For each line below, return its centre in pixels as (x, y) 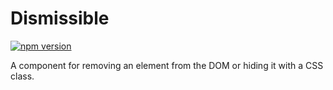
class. (22, 76)
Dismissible (60, 18)
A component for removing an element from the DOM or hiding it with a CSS (167, 65)
